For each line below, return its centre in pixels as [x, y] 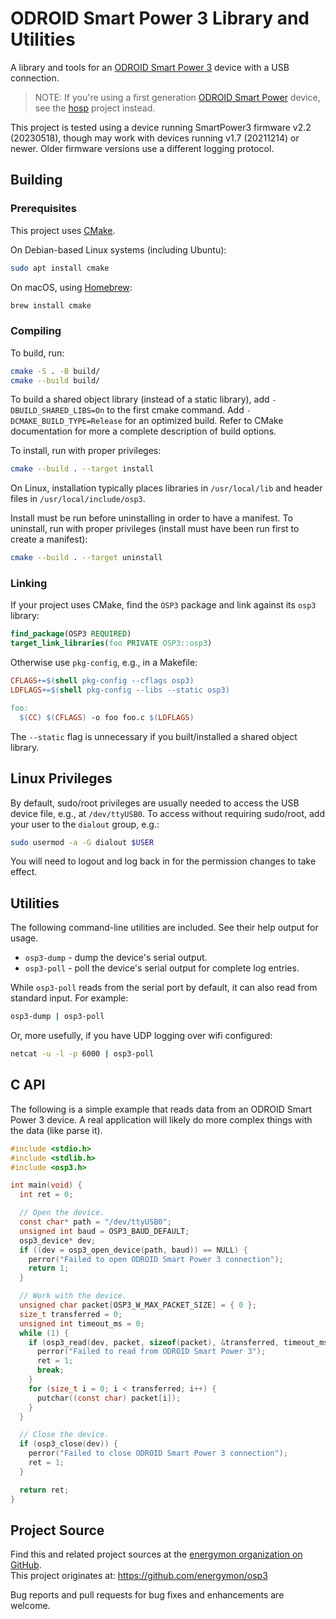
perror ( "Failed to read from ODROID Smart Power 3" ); [151, 1352]
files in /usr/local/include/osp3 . [78, 499]
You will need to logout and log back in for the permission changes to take [163, 861]
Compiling [36, 331]
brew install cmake [51, 305]
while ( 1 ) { [44, 1333]
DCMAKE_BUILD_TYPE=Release [66, 422]
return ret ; [44, 1490]
